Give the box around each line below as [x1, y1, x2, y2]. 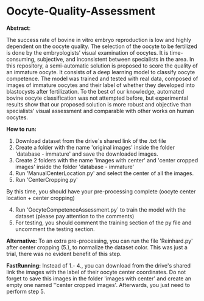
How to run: [6, 125, 37, 133]
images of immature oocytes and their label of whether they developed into [6, 81, 195, 89]
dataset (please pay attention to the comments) [15, 212, 135, 220]
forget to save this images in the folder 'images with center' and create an [6, 275, 192, 282]
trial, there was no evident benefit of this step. [6, 250, 122, 257]
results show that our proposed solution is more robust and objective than [6, 100, 192, 108]
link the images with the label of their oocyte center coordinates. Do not [6, 268, 186, 275]
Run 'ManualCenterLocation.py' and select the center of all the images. [15, 169, 194, 177]
